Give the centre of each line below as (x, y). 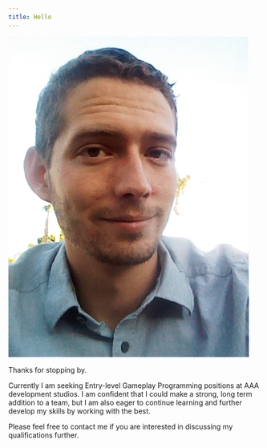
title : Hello (30, 17)
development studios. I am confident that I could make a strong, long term (130, 394)
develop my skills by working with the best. (79, 411)
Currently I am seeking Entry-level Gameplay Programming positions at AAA (133, 385)
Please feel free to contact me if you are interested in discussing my (121, 426)
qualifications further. (44, 435)
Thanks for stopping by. (47, 369)
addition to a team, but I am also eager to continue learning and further (125, 402)
